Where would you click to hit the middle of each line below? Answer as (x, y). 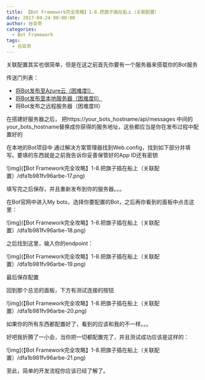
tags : (13, 41)
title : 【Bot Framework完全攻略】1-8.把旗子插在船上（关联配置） (83, 12)
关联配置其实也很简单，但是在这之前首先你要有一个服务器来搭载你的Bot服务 (102, 64)
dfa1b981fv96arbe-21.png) (52, 357)
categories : (21, 29)
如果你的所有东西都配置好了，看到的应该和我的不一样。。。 (79, 324)
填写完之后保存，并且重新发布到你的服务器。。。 (65, 188)
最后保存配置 (22, 277)
